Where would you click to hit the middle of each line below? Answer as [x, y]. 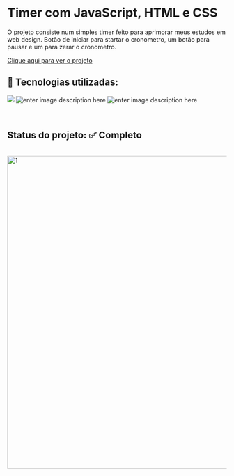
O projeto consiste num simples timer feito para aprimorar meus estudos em [117, 32]
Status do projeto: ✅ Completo [75, 135]
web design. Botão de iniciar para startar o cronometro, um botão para [109, 39]
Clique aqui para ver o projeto [50, 60]
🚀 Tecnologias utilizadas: [63, 82]
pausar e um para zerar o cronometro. [62, 47]
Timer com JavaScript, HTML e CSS [112, 13]
